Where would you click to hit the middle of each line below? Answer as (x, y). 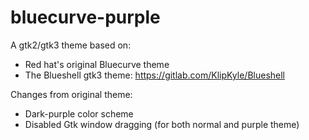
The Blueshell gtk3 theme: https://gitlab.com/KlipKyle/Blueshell (154, 75)
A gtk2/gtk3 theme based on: (71, 45)
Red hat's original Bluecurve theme (97, 64)
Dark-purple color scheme (79, 113)
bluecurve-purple (85, 17)
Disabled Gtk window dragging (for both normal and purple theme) (162, 124)
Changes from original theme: (71, 94)
